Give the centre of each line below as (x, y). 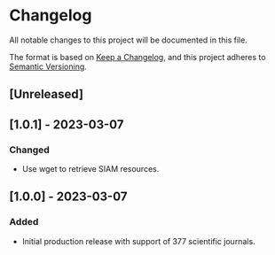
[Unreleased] (47, 94)
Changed (30, 150)
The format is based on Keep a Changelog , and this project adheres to (137, 57)
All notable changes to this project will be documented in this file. (129, 40)
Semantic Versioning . (48, 66)
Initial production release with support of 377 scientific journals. (138, 241)
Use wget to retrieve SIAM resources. (90, 169)
